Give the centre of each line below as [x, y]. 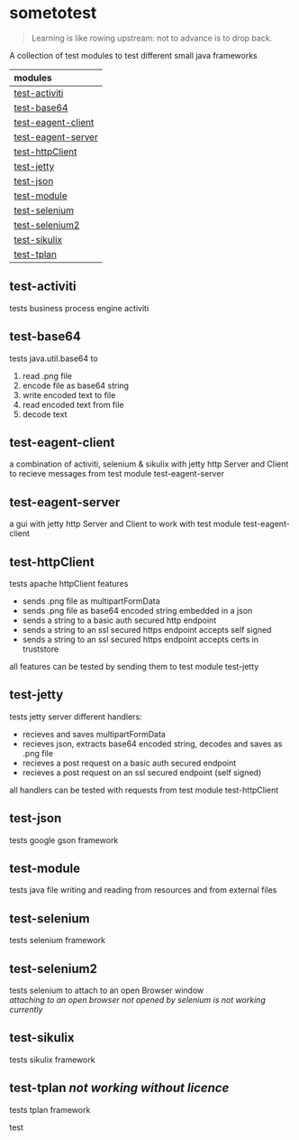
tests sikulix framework [53, 1060]
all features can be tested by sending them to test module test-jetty [134, 667]
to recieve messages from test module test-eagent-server [117, 474]
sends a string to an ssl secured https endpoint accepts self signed [147, 630]
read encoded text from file [73, 404]
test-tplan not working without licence [119, 1088]
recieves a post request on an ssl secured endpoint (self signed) [142, 772]
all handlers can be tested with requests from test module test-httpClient [144, 790]
